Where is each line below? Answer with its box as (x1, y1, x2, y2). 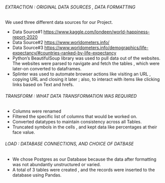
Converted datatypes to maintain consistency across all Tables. (12, 119, 142, 125)
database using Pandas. (12, 172, 62, 178)
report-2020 (12, 34, 38, 40)
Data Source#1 (12, 29, 43, 35)
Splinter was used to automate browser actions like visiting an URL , (12, 71, 151, 77)
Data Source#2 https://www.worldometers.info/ (12, 40, 110, 46)
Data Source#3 (12, 45, 44, 51)
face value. (12, 129, 36, 135)
